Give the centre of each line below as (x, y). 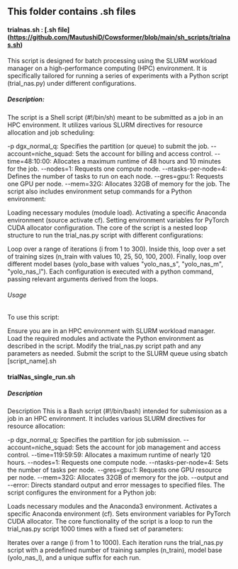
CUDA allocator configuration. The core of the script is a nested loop (107, 227)
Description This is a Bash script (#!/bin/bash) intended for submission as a (117, 411)
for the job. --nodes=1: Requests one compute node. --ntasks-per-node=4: (117, 169)
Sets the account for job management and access (148, 447)
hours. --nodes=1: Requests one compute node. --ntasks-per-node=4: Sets (118, 463)
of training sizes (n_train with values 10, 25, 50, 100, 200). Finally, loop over (117, 256)
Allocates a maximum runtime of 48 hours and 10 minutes (137, 161)
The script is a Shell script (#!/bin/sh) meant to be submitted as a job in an (115, 117)
